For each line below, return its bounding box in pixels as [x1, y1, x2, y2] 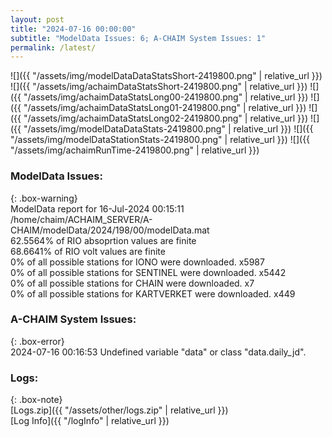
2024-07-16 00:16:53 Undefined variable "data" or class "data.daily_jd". [10, 346, 307, 358]
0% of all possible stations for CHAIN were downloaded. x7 [10, 277, 255, 289]
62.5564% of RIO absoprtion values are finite [10, 234, 197, 246]
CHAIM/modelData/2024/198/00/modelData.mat [10, 224, 210, 236]
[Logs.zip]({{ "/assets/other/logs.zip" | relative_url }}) [10, 404, 229, 416]
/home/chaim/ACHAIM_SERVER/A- [10, 213, 153, 225]
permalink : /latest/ [10, 42, 97, 53]
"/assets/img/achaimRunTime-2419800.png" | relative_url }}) [10, 144, 260, 156]
